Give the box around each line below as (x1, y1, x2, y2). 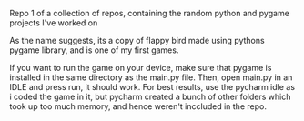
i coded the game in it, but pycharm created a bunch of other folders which (9, 91, 291, 102)
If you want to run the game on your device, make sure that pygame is (9, 63, 272, 73)
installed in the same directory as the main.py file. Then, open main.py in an (9, 72, 293, 83)
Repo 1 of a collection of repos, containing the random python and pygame (9, 8, 289, 18)
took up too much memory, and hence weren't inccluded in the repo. (9, 101, 267, 112)
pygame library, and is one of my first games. (9, 45, 179, 55)
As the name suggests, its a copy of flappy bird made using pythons (9, 35, 266, 45)
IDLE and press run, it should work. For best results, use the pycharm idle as (9, 82, 296, 92)
